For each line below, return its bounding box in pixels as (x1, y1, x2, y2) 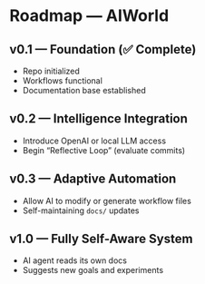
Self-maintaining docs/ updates (22, 205, 140, 216)
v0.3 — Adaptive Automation (9, 171, 177, 187)
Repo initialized (22, 65, 80, 76)
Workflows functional (22, 75, 102, 86)
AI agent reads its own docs (22, 255, 127, 266)
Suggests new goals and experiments (22, 265, 164, 276)
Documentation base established (22, 85, 147, 95)
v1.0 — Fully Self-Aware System (9, 231, 193, 247)
